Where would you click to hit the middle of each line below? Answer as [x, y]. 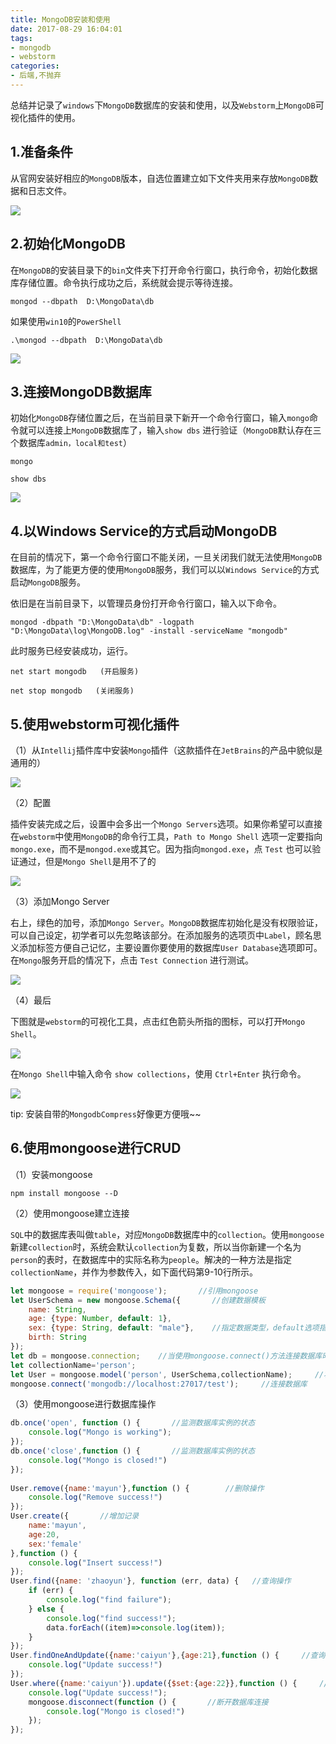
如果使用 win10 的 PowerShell [66, 321]
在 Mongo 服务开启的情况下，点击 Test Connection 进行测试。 [132, 960]
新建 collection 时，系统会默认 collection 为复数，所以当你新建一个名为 [156, 1247]
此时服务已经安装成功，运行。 [71, 651]
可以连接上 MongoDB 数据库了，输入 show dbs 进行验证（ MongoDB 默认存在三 [174, 430]
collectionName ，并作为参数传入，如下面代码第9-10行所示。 [134, 1272]
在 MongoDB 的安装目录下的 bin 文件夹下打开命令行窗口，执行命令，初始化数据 [164, 270]
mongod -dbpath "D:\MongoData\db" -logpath [102, 622]
